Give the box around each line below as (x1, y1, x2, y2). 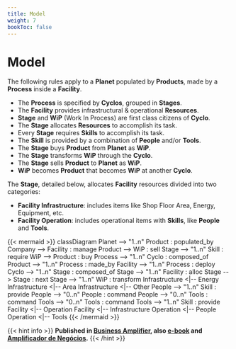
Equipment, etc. (17, 209, 64, 217)
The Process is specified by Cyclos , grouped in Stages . (17, 98, 182, 107)
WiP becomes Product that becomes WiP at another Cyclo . (17, 166, 193, 175)
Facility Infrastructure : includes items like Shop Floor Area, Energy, (17, 201, 216, 210)
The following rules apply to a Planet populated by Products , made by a (7, 77, 218, 86)
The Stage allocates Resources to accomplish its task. (17, 121, 178, 130)
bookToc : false (7, 23, 52, 30)
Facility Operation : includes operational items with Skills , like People (17, 217, 220, 225)
